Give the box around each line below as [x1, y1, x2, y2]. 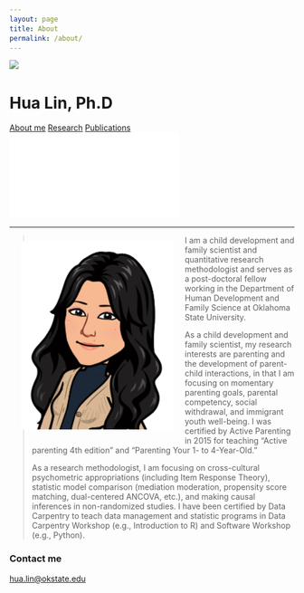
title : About [9, 24, 59, 33]
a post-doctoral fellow [185, 273, 267, 284]
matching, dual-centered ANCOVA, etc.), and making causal [31, 492, 256, 502]
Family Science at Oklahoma [185, 302, 291, 313]
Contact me [9, 552, 62, 565]
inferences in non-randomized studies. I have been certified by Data [31, 501, 287, 512]
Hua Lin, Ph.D [9, 92, 113, 113]
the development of [185, 359, 258, 369]
